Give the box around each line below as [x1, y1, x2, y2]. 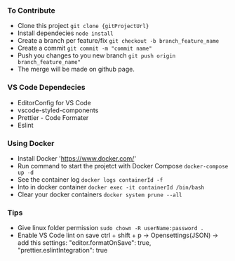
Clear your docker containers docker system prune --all [17, 190, 182, 199]
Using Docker [7, 138, 55, 148]
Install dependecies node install [17, 29, 114, 37]
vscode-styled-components [17, 106, 99, 114]
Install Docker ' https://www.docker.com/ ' [17, 154, 137, 163]
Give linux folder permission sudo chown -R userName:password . [17, 224, 204, 232]
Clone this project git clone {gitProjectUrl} [17, 22, 149, 30]
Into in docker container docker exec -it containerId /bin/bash [17, 182, 205, 191]
